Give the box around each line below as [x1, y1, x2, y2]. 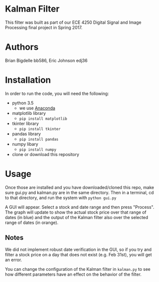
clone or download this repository [12, 151, 80, 157]
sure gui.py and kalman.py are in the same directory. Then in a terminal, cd [5, 189, 154, 195]
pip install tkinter [19, 126, 61, 131]
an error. [5, 257, 22, 263]
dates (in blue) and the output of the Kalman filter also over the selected [5, 214, 148, 220]
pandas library [12, 131, 41, 137]
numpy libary [12, 141, 39, 147]
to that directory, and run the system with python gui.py [5, 195, 117, 201]
